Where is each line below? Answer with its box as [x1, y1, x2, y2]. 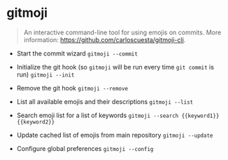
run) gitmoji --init [16, 70, 75, 79]
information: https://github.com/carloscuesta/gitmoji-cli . [23, 35, 186, 44]
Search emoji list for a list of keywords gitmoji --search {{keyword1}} [16, 111, 220, 119]
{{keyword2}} [16, 118, 55, 126]
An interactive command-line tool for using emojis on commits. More [23, 28, 222, 36]
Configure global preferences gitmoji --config [16, 144, 154, 152]
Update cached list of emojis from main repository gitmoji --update [16, 131, 214, 139]
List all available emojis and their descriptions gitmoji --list [16, 97, 194, 106]
